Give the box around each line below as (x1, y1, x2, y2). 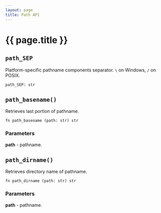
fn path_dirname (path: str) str (5, 178, 76, 184)
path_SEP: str (5, 82, 36, 87)
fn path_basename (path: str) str (5, 118, 79, 123)
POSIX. (5, 72, 20, 78)
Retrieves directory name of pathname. (5, 169, 88, 175)
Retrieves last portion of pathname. (5, 108, 79, 114)
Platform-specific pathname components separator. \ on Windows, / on (5, 67, 156, 73)
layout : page (5, 7, 33, 13)
